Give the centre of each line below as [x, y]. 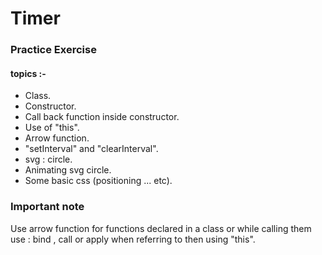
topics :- [28, 73]
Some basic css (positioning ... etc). [98, 181]
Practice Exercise [53, 50]
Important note [47, 207]
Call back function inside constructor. [102, 117]
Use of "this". [52, 128]
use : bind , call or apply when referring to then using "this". [133, 239]
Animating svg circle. [68, 170]
